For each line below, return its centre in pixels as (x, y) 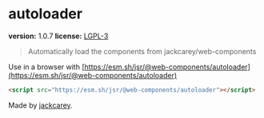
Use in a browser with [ (47, 67)
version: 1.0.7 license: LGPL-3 (58, 36)
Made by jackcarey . (41, 105)
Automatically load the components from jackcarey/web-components (142, 51)
